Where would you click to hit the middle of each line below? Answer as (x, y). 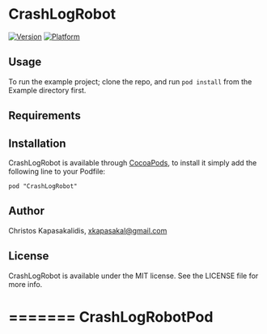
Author (26, 211)
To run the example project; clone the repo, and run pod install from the (130, 81)
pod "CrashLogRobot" (43, 186)
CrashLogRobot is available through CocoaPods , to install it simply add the (133, 162)
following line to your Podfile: (57, 171)
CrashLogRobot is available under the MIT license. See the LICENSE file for (133, 276)
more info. (25, 284)
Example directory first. (47, 90)
